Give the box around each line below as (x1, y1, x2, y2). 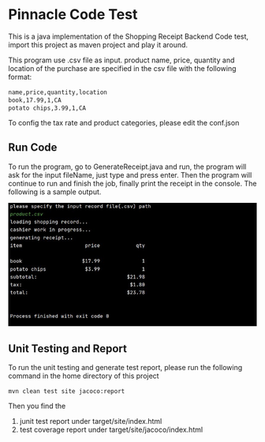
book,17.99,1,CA (8, 96, 62, 104)
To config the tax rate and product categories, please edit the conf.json (8, 118, 240, 127)
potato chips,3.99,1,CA (8, 104, 87, 112)
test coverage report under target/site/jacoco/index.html (19, 425, 203, 435)
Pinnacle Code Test (8, 6, 138, 24)
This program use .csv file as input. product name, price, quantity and (8, 55, 235, 65)
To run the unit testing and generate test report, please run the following (8, 363, 243, 373)
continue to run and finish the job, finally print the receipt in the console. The (8, 178, 257, 188)
